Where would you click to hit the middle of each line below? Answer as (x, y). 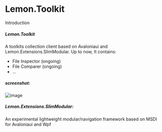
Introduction (17, 23)
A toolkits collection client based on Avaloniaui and (56, 46)
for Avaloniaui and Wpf (28, 124)
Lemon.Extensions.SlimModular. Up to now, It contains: (61, 51)
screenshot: (18, 83)
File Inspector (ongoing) (37, 61)
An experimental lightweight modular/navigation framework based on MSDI (81, 119)
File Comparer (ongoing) (37, 66)
